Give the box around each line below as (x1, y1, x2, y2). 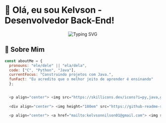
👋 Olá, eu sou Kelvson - (4, 4, 102, 16)
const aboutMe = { (4, 59, 43, 63)
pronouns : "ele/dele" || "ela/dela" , (9, 63, 87, 68)
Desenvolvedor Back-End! (4, 15, 114, 26)
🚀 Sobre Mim (4, 45, 45, 54)
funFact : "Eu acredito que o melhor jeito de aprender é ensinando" (9, 77, 154, 82)
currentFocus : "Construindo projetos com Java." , (9, 72, 113, 77)
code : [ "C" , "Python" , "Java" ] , (9, 67, 76, 73)
